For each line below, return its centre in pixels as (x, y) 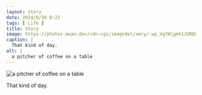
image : (14, 34)
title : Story (23, 29)
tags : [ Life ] (25, 23)
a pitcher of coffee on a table (52, 57)
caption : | (20, 40)
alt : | (14, 51)
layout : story (24, 12)
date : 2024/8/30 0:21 (33, 17)
